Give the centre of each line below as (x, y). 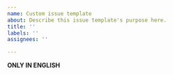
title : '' (22, 26)
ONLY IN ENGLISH (34, 65)
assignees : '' (28, 40)
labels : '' (23, 33)
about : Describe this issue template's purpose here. (87, 20)
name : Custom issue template (50, 14)
